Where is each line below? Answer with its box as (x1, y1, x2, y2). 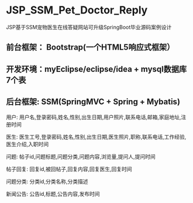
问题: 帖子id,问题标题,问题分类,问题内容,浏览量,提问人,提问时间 (6, 153, 156, 160)
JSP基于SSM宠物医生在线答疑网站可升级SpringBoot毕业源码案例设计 (6, 23, 172, 30)
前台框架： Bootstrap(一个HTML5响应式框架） (6, 42, 175, 53)
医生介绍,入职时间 (6, 140, 49, 147)
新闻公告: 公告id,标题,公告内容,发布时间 (6, 190, 101, 197)
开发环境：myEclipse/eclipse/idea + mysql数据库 (6, 64, 187, 74)
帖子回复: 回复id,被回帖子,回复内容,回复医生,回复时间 (6, 165, 133, 173)
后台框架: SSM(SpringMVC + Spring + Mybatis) (6, 97, 180, 107)
